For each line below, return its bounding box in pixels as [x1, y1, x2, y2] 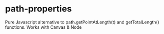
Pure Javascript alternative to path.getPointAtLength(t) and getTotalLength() [5, 19, 160, 25]
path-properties [5, 3, 72, 14]
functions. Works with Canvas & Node [5, 24, 82, 30]
